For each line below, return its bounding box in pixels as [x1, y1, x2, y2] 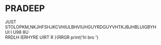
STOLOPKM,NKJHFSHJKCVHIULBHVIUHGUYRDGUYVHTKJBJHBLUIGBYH [5, 24, 157, 30]
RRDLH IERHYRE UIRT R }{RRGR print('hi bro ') [5, 34, 99, 40]
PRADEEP [5, 3, 45, 14]
